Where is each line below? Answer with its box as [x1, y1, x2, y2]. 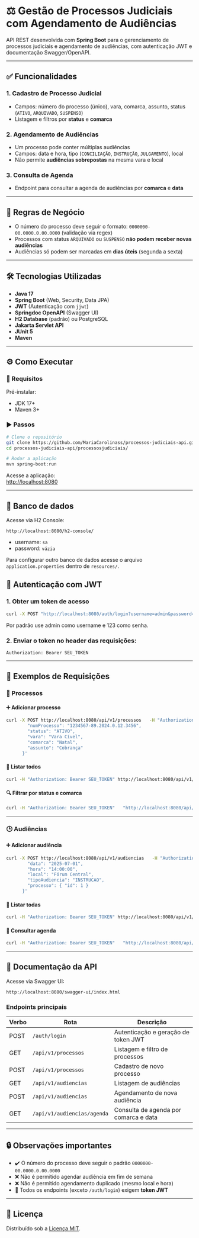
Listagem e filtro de [114, 1045, 168, 1053]
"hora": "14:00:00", [27, 866, 78, 872]
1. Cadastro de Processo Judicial [6, 89, 102, 98]
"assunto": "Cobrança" [27, 745, 84, 751]
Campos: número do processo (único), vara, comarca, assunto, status [14, 102, 185, 110]
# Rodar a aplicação [6, 456, 57, 462]
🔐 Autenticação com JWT [6, 580, 102, 590]
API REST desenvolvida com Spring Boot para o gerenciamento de [6, 36, 169, 43]
